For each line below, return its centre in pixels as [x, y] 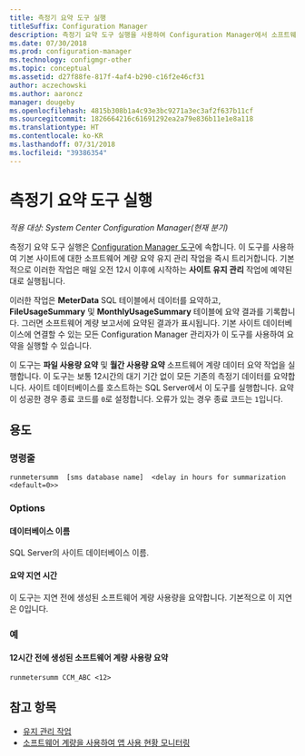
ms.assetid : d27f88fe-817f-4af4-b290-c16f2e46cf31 [107, 77]
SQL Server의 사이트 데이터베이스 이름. [79, 553]
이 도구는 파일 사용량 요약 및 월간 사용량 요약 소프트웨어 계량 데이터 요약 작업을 [148, 365]
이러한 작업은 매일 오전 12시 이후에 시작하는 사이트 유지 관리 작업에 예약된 [163, 270]
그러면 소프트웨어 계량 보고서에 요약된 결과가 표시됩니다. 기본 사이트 [141, 322]
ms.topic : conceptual [50, 69]
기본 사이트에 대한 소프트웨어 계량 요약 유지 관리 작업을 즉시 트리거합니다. [148, 258]
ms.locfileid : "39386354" [58, 152]
